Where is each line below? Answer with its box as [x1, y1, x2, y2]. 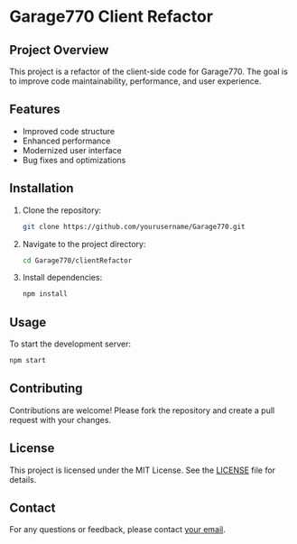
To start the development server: [9, 338, 132, 349]
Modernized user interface [22, 144, 122, 155]
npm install [22, 290, 68, 299]
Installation [9, 180, 74, 196]
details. [9, 474, 37, 484]
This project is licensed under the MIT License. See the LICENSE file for [9, 465, 276, 475]
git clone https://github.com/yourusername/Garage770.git [22, 222, 246, 231]
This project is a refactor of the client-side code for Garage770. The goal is [9, 66, 289, 77]
